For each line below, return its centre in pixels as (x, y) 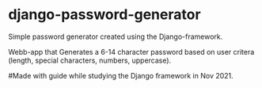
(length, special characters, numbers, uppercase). (90, 60)
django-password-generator (104, 15)
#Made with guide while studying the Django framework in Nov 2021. (121, 75)
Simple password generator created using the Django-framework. (116, 36)
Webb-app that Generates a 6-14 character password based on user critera (131, 52)
